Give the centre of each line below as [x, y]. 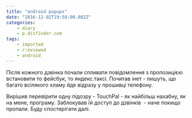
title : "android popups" [37, 12]
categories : [21, 22]
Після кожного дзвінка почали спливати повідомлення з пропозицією [95, 72]
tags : [13, 39]
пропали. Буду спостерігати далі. [48, 109]
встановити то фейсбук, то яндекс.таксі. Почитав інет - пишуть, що [91, 78]
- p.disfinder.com [39, 34]
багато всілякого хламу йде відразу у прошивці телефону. [79, 85]
